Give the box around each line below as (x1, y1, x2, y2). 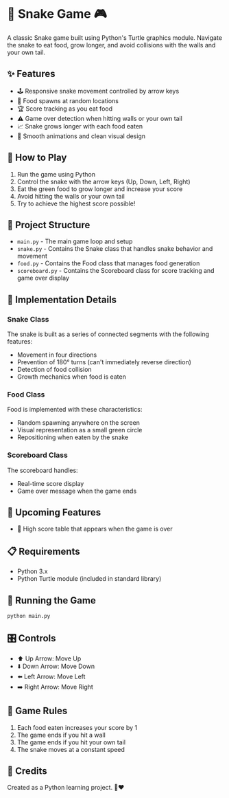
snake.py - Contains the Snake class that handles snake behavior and (16, 245, 213, 253)
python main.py (7, 613, 51, 620)
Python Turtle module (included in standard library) (16, 575, 162, 583)
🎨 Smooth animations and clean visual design (16, 132, 146, 140)
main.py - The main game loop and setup (16, 237, 133, 245)
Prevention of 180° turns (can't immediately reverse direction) (16, 358, 192, 366)
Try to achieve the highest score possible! (16, 199, 136, 208)
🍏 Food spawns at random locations (16, 96, 119, 104)
